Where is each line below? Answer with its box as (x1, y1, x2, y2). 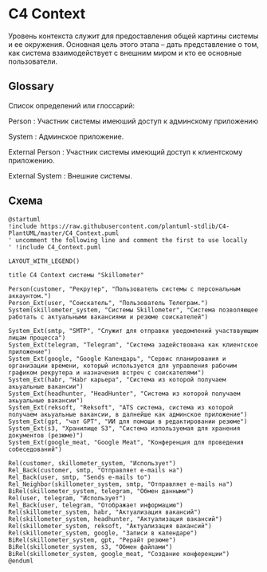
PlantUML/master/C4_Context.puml (8, 229, 120, 237)
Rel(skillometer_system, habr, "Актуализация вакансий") (8, 507, 202, 516)
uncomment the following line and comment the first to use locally (15, 236, 248, 244)
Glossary (8, 80, 54, 93)
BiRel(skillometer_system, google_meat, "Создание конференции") (8, 550, 230, 558)
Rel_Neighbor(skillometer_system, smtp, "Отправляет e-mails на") (8, 480, 234, 488)
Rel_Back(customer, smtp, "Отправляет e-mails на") (8, 466, 183, 474)
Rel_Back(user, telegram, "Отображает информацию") (8, 501, 183, 509)
